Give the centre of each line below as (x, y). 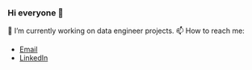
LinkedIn (34, 58)
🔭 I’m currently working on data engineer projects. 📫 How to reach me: (126, 31)
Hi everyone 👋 (36, 13)
